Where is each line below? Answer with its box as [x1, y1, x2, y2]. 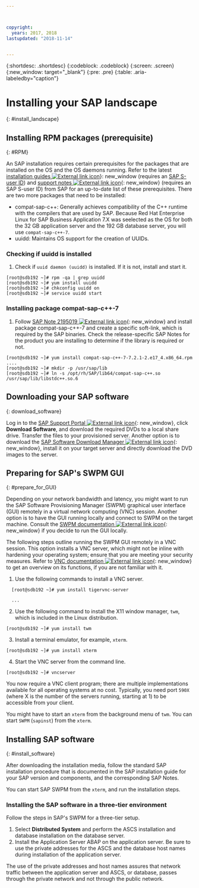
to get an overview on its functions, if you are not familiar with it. [6, 564, 163, 571]
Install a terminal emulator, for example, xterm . [14, 636, 128, 644]
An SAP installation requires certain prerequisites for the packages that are [6, 160, 189, 167]
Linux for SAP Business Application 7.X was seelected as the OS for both [14, 216, 193, 223]
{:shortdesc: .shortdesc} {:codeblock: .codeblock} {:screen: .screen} [6, 62, 175, 69]
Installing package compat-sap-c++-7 [6, 305, 119, 313]
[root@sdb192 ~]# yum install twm [6, 626, 92, 632]
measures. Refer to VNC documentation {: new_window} [6, 558, 192, 565]
